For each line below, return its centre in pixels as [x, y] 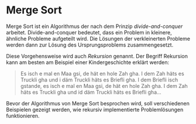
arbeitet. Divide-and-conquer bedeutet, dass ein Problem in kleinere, [89, 32]
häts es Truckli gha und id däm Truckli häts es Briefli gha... [91, 92]
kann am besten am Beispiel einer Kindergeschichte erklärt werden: [88, 62]
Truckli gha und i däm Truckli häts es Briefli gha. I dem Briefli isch [99, 80]
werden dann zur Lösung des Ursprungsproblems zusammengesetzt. [90, 45]
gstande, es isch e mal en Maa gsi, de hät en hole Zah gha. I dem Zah [104, 86]
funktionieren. [23, 116]
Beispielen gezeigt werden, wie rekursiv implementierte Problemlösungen [95, 109]
